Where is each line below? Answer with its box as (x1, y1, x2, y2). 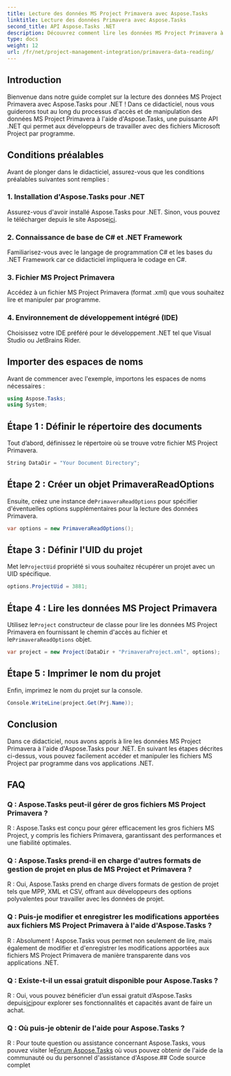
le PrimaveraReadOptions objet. (7, 635, 92, 644)
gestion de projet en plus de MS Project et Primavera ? (7, 865, 192, 874)
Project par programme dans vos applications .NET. (7, 759, 154, 767)
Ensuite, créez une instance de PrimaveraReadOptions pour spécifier (7, 497, 198, 505)
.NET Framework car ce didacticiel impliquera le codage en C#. (7, 256, 187, 264)
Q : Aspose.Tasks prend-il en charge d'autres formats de (7, 856, 201, 865)
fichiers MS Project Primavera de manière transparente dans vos (7, 951, 191, 959)
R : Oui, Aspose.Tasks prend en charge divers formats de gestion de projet (7, 880, 219, 888)
